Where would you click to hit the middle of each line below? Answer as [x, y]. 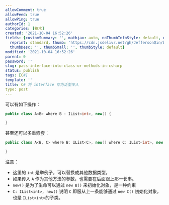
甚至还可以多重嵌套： [27, 133]
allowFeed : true [22, 15]
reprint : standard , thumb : [38, 43]
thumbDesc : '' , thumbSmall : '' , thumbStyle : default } [67, 47]
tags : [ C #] [17, 75]
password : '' [19, 61]
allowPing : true [22, 19]
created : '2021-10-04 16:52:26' [39, 33]
